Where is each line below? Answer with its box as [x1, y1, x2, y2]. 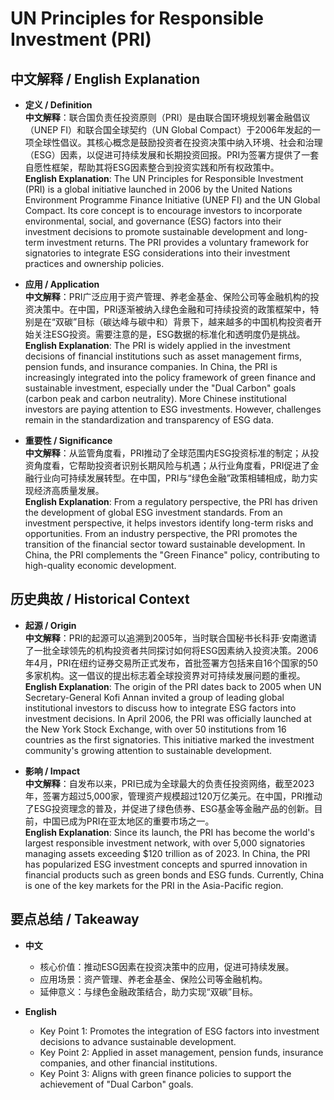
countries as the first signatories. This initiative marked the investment [24, 733, 315, 746]
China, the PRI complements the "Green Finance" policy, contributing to [24, 549, 320, 561]
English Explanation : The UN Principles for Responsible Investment [24, 173, 304, 184]
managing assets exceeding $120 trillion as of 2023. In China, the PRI [24, 847, 311, 859]
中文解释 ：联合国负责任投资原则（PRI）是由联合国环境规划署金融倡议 [24, 112, 311, 123]
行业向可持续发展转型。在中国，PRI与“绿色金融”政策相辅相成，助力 [33, 472, 310, 484]
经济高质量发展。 [33, 485, 105, 496]
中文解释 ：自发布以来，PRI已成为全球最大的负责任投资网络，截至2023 [24, 777, 315, 789]
